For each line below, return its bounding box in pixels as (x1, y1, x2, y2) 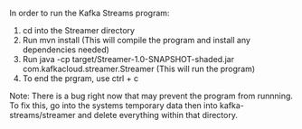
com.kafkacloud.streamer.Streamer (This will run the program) (22, 63, 256, 74)
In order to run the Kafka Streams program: (9, 8, 170, 18)
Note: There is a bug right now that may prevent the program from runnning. (9, 90, 294, 101)
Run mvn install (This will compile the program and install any (22, 35, 251, 45)
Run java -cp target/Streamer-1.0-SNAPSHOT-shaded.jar (22, 54, 235, 64)
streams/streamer (9, 110, 76, 120)
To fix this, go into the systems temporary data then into (9, 100, 219, 111)
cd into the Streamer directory (22, 25, 136, 35)
